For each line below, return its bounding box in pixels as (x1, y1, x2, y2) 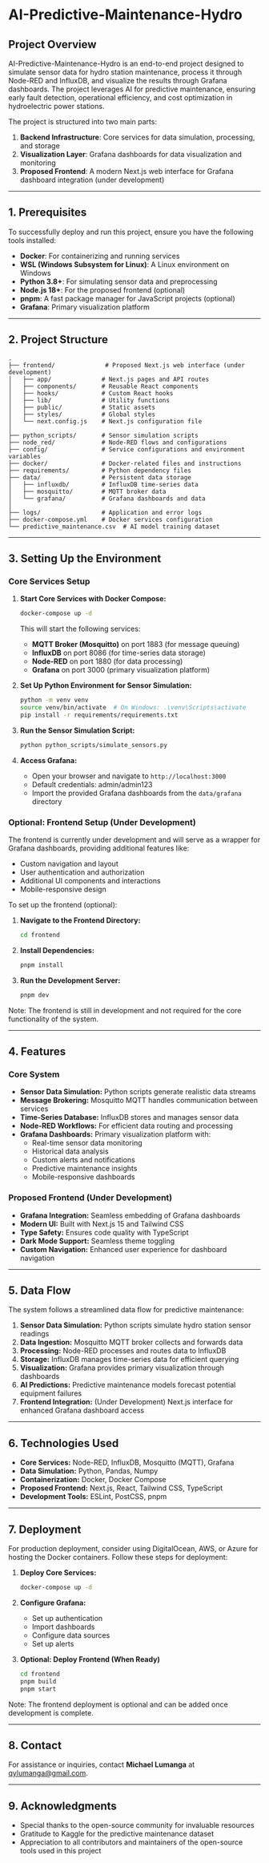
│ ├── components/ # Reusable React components (8, 382, 199, 390)
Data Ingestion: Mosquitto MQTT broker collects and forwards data (19, 1337, 243, 1348)
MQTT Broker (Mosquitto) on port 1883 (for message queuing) (31, 640, 240, 649)
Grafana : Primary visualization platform (19, 302, 151, 312)
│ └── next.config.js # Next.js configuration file (8, 417, 203, 426)
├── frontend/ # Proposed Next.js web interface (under (8, 361, 246, 370)
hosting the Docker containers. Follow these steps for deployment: (8, 1553, 228, 1562)
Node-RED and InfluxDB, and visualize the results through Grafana (8, 76, 227, 85)
